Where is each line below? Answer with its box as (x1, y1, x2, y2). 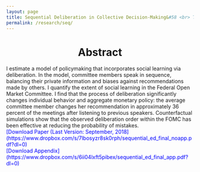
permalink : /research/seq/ (6, 20, 73, 26)
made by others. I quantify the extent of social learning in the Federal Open (6, 84, 190, 91)
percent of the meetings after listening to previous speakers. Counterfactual (6, 110, 192, 117)
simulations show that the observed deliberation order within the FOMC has (6, 115, 192, 123)
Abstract (77, 45, 123, 59)
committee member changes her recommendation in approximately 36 (6, 103, 180, 110)
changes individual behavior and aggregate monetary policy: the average (6, 96, 186, 104)
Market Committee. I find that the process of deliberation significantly (6, 90, 177, 98)
